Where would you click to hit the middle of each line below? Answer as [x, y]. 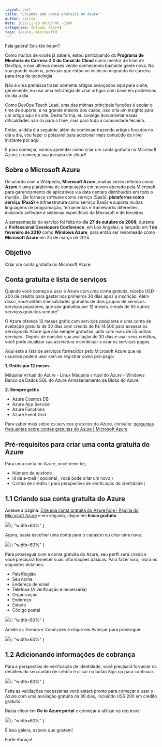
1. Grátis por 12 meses [27, 366]
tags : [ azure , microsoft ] [31, 32]
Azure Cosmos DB [30, 399]
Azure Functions [28, 409]
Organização [25, 595]
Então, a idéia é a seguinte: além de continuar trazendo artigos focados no [79, 130]
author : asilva [20, 18]
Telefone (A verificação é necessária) [49, 589]
